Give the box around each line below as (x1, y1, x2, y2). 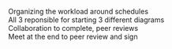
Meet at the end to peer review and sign (8, 32, 138, 41)
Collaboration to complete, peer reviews (8, 24, 139, 32)
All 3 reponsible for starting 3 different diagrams (8, 15, 165, 24)
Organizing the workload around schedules (8, 7, 148, 16)
